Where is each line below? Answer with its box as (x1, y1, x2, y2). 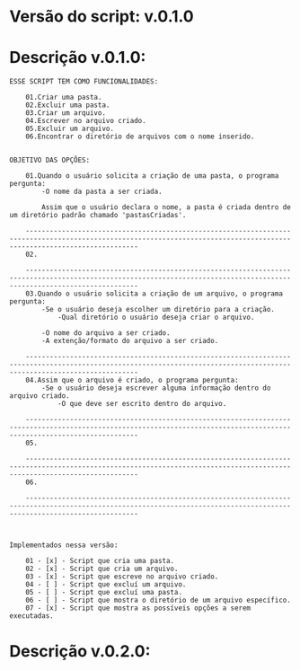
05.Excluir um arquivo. (25, 124, 115, 134)
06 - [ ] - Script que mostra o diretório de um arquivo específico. (25, 595, 292, 605)
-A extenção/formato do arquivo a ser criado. (41, 337, 219, 346)
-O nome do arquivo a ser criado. (41, 329, 171, 338)
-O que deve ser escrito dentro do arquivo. (57, 400, 227, 409)
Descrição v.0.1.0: (9, 48, 146, 68)
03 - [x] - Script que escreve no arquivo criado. (25, 572, 219, 581)
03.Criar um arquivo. (25, 109, 106, 118)
